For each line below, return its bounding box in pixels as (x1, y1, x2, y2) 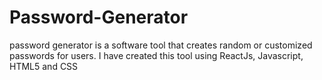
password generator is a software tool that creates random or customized (9, 39, 313, 51)
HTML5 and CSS (9, 60, 79, 72)
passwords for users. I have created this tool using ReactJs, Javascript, (9, 49, 304, 61)
